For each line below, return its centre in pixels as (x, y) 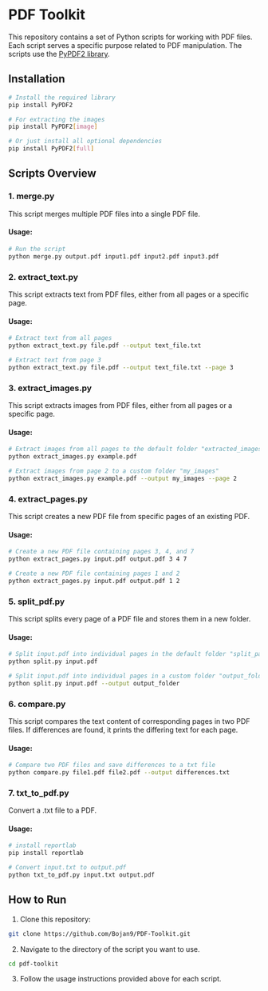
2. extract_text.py (43, 277)
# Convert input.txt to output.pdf (67, 868)
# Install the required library (62, 98)
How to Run (37, 900)
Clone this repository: (55, 919)
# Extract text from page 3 (55, 360)
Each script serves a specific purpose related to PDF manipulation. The (125, 45)
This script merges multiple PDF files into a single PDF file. (104, 214)
